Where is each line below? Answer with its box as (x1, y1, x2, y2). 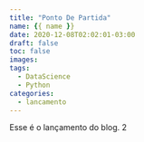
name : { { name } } (9, 22, 75, 31)
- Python (17, 80, 51, 90)
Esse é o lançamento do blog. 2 (9, 122, 128, 133)
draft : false (9, 38, 59, 48)
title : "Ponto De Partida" (9, 13, 111, 23)
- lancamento (17, 97, 67, 107)
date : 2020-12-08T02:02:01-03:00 (9, 30, 136, 39)
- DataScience (17, 72, 71, 81)
